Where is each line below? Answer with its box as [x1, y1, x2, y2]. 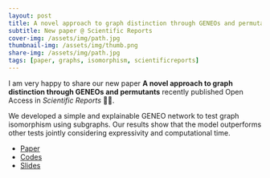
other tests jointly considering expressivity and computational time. [8, 127, 231, 137]
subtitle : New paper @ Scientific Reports [8, 26, 153, 34]
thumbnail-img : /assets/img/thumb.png [8, 42, 138, 50]
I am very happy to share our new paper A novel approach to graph [8, 78, 233, 88]
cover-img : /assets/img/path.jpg [8, 34, 121, 42]
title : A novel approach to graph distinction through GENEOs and [8, 19, 235, 27]
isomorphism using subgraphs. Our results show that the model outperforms [8, 119, 262, 129]
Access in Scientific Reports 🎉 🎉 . [8, 95, 115, 105]
